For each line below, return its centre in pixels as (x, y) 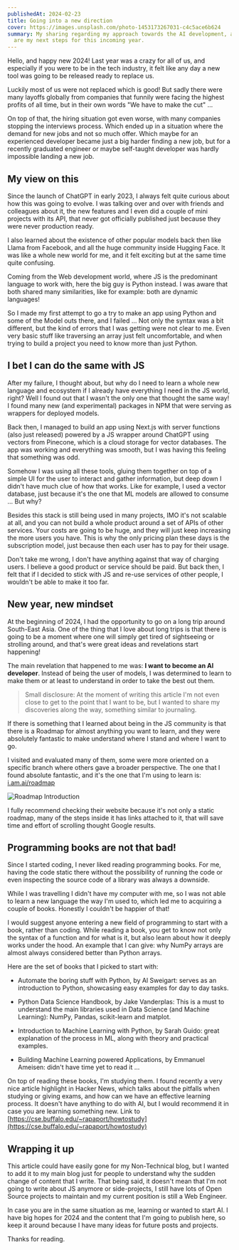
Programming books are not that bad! (92, 847)
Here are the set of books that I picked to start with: (83, 967)
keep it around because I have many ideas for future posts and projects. (113, 1225)
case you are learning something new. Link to (74, 1111)
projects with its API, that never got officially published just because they (114, 219)
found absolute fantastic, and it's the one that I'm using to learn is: (104, 775)
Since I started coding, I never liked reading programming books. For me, (115, 865)
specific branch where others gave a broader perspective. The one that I (114, 767)
